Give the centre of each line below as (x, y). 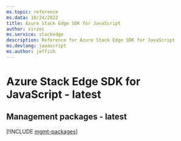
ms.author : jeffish (31, 52)
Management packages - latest (67, 117)
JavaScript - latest (54, 94)
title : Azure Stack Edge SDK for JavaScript (63, 23)
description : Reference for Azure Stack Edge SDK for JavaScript (90, 40)
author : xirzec (26, 29)
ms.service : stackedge (35, 35)
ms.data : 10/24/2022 (32, 18)
